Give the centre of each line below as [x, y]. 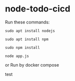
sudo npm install [22, 47]
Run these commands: [27, 22]
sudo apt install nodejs [30, 31]
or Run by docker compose [32, 65]
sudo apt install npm [27, 39]
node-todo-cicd [38, 9]
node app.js [17, 56]
